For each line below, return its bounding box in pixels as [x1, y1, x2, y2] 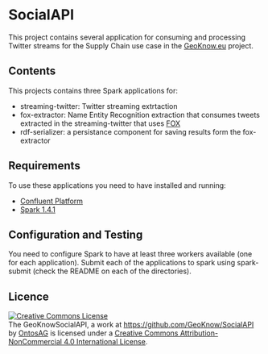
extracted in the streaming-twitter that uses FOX [19, 119, 181, 128]
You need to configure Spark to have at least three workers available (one [8, 249, 253, 259]
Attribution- [179, 328, 219, 338]
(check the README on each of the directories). [32, 266, 192, 276]
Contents [8, 65, 56, 78]
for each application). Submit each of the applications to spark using [8, 258, 236, 268]
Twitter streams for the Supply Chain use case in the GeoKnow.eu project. [8, 40, 254, 50]
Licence [8, 289, 50, 303]
